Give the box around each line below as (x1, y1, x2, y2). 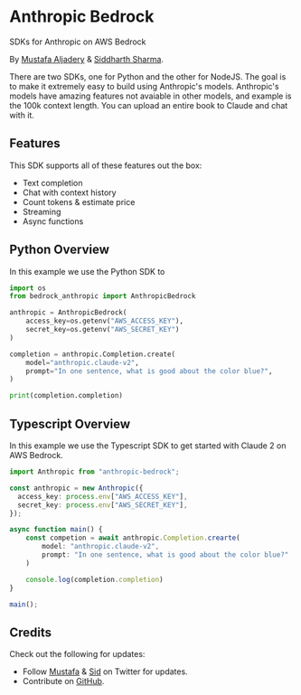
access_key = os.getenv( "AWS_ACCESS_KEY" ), (25, 316, 183, 326)
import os (9, 283, 47, 293)
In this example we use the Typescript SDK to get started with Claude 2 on (9, 440, 287, 451)
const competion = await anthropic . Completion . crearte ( (25, 533, 241, 543)
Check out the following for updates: (9, 649, 146, 660)
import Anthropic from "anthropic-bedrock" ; (9, 467, 180, 476)
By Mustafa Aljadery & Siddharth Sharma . (9, 53, 165, 64)
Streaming (22, 206, 61, 217)
